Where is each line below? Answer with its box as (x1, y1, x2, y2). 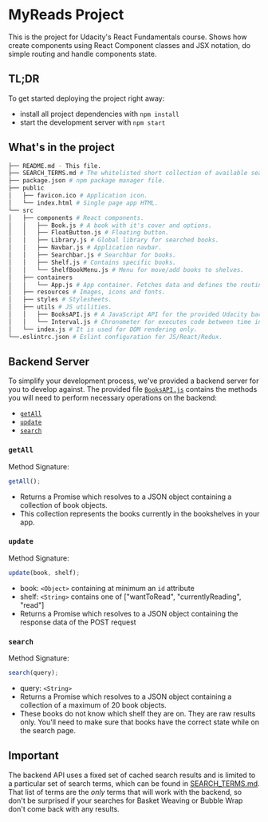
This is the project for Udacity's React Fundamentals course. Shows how (8, 32, 247, 42)
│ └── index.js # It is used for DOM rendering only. (8, 325, 198, 333)
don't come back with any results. (8, 804, 120, 813)
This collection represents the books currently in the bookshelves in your (19, 509, 260, 518)
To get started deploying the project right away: (8, 94, 165, 103)
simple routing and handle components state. (8, 49, 157, 58)
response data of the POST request (19, 617, 137, 627)
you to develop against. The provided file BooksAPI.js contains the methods (8, 385, 258, 394)
